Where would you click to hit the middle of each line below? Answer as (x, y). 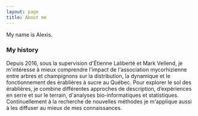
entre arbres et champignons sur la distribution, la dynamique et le (88, 76)
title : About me (26, 17)
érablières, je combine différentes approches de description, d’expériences (99, 88)
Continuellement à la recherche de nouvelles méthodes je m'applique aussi (99, 101)
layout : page (22, 12)
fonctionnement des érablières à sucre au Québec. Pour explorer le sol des (99, 82)
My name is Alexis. (29, 34)
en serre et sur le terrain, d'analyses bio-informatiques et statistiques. (92, 95)
